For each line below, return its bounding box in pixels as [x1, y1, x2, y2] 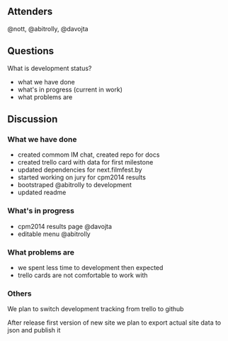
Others [7, 289, 32, 298]
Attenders [7, 6, 53, 18]
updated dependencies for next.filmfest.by [17, 166, 143, 174]
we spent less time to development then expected [17, 263, 164, 272]
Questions [7, 45, 55, 57]
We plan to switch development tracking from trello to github [7, 305, 184, 313]
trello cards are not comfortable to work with [17, 271, 148, 279]
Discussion [7, 113, 58, 125]
